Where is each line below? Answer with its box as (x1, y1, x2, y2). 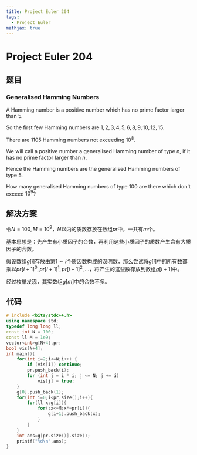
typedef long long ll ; (6, 323, 62, 329)
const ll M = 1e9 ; (6, 334, 51, 341)
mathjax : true (6, 25, 41, 31)
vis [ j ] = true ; (37, 378, 75, 384)
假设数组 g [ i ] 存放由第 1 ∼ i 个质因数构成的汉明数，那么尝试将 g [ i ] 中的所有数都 (6, 258, 188, 265)
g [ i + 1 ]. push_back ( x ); (47, 411, 101, 417)
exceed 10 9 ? (6, 189, 36, 197)
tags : (6, 14, 19, 20)
